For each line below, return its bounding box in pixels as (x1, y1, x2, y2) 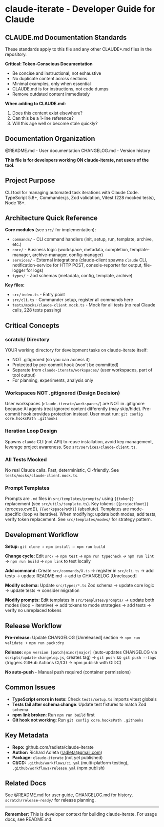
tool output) (12, 372, 36, 378)
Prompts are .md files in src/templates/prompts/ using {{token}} (5, 496, 134, 501)
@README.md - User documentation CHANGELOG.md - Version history (5, 148, 150, 153)
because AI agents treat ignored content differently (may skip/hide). (5, 406, 142, 412)
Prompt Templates (5, 484, 50, 491)
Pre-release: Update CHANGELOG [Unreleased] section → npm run (5, 634, 140, 640)
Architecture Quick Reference (5, 214, 98, 222)
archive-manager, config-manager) (32, 252, 103, 258)
